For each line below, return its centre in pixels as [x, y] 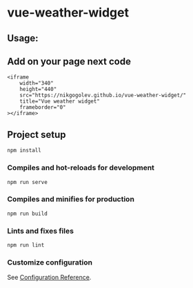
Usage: [23, 38]
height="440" [38, 90]
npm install [24, 151]
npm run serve [28, 182]
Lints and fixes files [41, 231]
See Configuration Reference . [49, 278]
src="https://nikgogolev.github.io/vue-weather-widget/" [103, 95]
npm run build [28, 214]
